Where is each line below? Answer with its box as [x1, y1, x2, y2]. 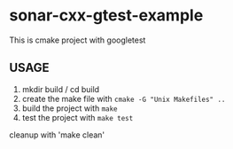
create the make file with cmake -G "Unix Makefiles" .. [21, 93, 226, 104]
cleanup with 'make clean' [9, 129, 105, 140]
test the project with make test [21, 112, 134, 122]
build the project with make [21, 103, 118, 114]
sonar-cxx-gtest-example [9, 5, 204, 26]
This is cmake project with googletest [9, 35, 146, 45]
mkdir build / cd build [21, 83, 100, 94]
